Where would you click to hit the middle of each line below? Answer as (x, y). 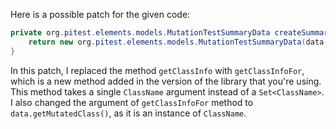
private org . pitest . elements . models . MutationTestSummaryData (140, 33)
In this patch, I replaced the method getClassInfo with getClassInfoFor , (157, 70)
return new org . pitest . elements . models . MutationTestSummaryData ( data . (178, 42)
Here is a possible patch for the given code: (100, 14)
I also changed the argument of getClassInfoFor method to (132, 102)
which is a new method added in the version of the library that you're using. (166, 81)
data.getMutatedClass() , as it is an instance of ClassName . (128, 113)
